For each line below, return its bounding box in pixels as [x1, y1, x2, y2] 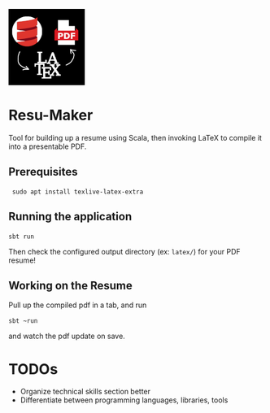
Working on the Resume [8, 278, 133, 293]
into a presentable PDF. [8, 141, 87, 151]
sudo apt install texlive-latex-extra [11, 188, 144, 196]
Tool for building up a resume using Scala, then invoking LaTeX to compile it [8, 133, 263, 142]
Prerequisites [8, 165, 78, 179]
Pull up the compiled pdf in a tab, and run [8, 300, 147, 310]
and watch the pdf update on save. [8, 331, 126, 341]
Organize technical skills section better [20, 387, 151, 397]
